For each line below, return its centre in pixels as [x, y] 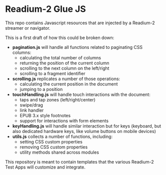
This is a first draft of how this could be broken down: [60, 38]
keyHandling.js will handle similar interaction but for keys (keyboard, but [87, 126]
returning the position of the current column [64, 63]
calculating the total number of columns [60, 57]
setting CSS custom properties [51, 141]
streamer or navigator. [28, 28]
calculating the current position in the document [69, 84]
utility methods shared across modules [59, 152]
